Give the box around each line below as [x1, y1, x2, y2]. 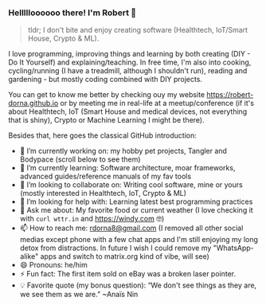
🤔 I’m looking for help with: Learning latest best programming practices [19, 197, 253, 206]
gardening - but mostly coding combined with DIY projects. [8, 75, 203, 84]
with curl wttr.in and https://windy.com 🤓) [19, 214, 165, 224]
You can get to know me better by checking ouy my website [8, 90, 205, 100]
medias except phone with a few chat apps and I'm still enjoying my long [19, 235, 259, 244]
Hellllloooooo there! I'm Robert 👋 [8, 7, 137, 18]
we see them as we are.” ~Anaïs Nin [19, 290, 139, 299]
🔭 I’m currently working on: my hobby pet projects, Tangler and [19, 147, 227, 156]
